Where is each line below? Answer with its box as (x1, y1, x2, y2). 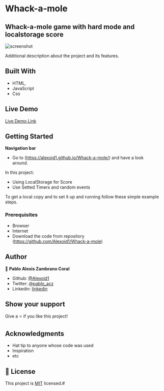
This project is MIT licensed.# (5, 380, 65, 386)
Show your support (5, 300, 65, 308)
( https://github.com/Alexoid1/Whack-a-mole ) (12, 238, 103, 244)
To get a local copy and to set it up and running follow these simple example (5, 194, 159, 200)
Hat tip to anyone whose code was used (12, 343, 94, 349)
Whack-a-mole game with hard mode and (5, 23, 135, 31)
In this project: (5, 169, 34, 175)
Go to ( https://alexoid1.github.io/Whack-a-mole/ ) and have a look (12, 155, 144, 161)
